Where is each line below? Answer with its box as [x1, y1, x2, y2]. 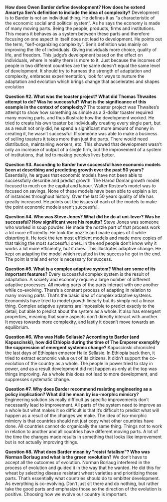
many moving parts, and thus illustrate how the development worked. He [5, 115, 155, 120]
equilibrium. [5, 324, 30, 330]
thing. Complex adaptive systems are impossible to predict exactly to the [5, 303, 155, 309]
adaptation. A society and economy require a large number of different [5, 277, 151, 282]
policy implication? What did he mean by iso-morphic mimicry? [5, 392, 139, 397]
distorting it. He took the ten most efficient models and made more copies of [5, 235, 162, 241]
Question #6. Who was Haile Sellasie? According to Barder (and [5, 334, 140, 340]
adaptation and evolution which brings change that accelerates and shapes [5, 78, 160, 84]
